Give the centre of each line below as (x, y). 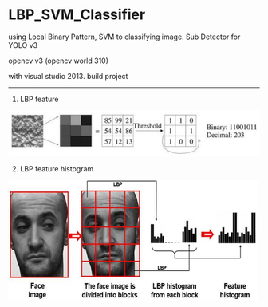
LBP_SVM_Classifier (77, 15)
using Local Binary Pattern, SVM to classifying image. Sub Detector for (124, 37)
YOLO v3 (23, 45)
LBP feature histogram (57, 168)
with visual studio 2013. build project (68, 76)
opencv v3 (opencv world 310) (59, 61)
